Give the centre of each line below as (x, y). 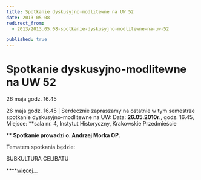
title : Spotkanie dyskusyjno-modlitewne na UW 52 (70, 12)
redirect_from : (25, 23)
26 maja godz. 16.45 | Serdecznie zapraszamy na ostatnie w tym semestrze (100, 111)
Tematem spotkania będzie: (41, 147)
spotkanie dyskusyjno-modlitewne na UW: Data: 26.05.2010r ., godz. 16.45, (100, 117)
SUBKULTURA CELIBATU (38, 159)
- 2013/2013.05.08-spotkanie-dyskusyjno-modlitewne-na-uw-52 (91, 29)
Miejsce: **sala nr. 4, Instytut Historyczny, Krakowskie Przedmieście (91, 124)
